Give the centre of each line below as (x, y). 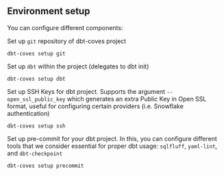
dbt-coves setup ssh (37, 126)
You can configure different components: (65, 27)
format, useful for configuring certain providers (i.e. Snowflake (95, 106)
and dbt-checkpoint (35, 153)
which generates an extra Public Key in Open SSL (137, 99)
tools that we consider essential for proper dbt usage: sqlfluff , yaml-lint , (112, 146)
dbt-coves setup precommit (46, 166)
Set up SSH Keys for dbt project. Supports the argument (86, 91)
